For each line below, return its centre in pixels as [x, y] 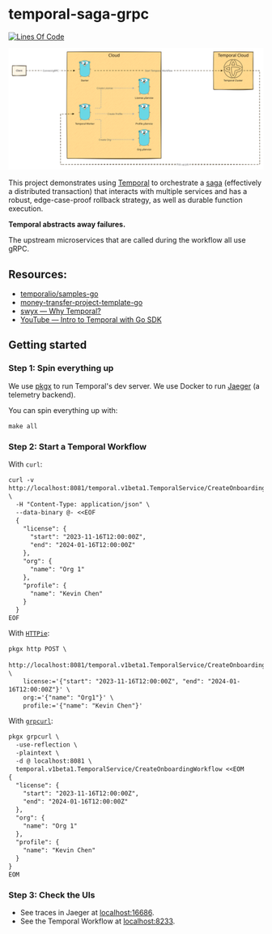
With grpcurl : [31, 721]
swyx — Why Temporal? [60, 311]
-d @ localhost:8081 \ [54, 761]
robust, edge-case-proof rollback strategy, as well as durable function [125, 200]
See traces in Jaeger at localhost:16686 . [87, 913]
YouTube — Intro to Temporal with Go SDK [91, 319]
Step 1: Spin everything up [61, 368]
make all [23, 426]
